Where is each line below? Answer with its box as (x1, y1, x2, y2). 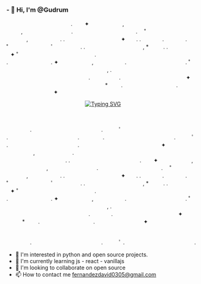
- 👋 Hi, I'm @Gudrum (6, 6, 69, 14)
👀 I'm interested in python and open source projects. (15, 251, 148, 258)
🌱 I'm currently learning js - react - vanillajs (15, 258, 124, 265)
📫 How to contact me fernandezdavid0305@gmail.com (15, 271, 156, 278)
